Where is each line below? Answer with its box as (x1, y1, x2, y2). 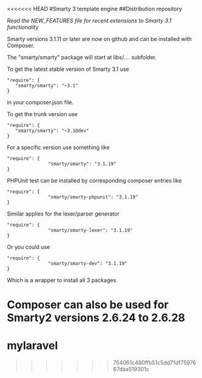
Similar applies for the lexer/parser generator (7, 210, 120, 217)
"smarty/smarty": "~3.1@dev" (15, 128, 89, 134)
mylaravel (7, 339, 59, 353)
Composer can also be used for (7, 298, 169, 312)
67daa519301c (113, 366, 150, 373)
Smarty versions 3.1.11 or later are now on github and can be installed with (7, 35, 192, 42)
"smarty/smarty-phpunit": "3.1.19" (48, 194, 139, 200)
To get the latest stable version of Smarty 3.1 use (7, 65, 130, 73)
